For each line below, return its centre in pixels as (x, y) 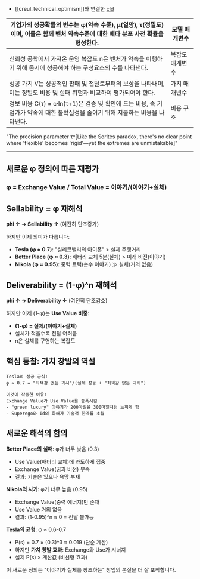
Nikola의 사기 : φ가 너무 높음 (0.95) (47, 489)
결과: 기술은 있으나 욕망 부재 (47, 476)
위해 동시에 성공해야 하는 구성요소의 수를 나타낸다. (82, 68)
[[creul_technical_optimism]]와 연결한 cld (64, 9)
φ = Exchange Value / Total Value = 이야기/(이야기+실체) (87, 187)
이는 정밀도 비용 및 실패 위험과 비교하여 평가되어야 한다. (82, 93)
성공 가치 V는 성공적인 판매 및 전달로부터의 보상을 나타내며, (87, 84)
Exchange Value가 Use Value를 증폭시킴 (52, 401)
